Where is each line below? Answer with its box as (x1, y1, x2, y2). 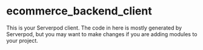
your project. (6, 37, 38, 44)
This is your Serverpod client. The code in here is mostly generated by (6, 24, 182, 31)
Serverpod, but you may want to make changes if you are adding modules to (6, 30, 198, 37)
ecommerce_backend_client (6, 4, 153, 18)
